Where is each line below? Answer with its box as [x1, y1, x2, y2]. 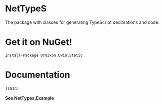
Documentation [5, 70, 71, 80]
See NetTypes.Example [5, 95, 54, 101]
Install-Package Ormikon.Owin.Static [5, 53, 83, 58]
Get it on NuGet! [5, 36, 73, 48]
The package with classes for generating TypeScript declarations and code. [5, 19, 160, 25]
